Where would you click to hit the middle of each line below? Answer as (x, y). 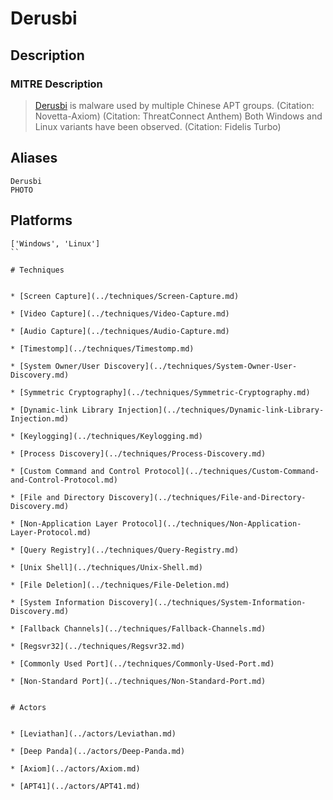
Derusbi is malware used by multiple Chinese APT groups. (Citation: (174, 105)
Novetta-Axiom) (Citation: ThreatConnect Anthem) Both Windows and (178, 116)
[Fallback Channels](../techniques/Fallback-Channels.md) (143, 628)
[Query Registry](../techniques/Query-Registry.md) (129, 550)
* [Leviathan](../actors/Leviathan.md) (93, 733)
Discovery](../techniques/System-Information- (207, 602)
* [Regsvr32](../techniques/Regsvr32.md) (98, 646)
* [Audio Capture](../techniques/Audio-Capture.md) (120, 331)
